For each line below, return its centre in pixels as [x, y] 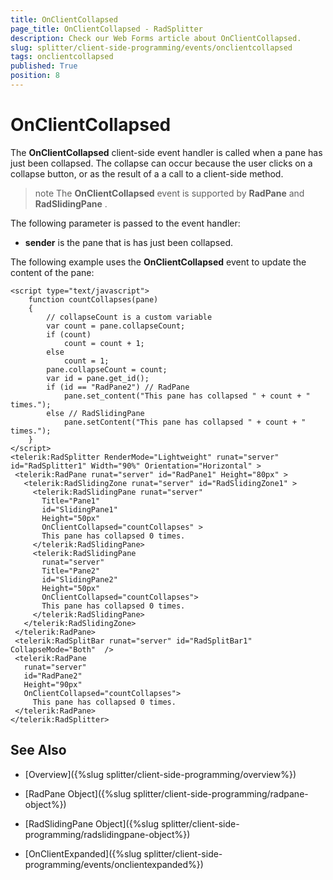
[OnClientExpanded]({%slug [83, 853]
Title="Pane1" [71, 501]
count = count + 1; [104, 343]
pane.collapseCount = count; [107, 369]
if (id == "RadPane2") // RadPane [118, 387]
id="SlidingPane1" [79, 509]
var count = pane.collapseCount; [116, 326]
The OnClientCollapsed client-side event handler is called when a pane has [166, 152]
